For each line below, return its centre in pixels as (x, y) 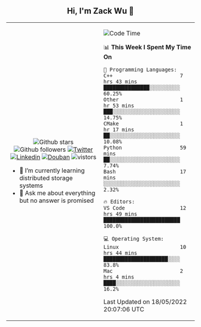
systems (31, 185)
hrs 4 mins (119, 277)
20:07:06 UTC (124, 309)
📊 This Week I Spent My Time (147, 47)
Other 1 (144, 99)
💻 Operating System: (134, 238)
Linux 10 (145, 247)
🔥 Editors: (119, 201)
